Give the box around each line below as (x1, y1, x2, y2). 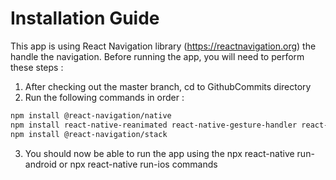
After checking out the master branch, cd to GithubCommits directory (24, 80, 312, 92)
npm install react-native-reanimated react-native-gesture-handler (10, 120, 298, 130)
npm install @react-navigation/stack (10, 129, 168, 139)
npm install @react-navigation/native (10, 110, 172, 121)
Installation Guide (10, 7, 160, 30)
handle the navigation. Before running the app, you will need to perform (10, 50, 305, 62)
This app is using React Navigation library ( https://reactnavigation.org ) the (10, 40, 317, 52)
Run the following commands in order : (24, 91, 185, 103)
